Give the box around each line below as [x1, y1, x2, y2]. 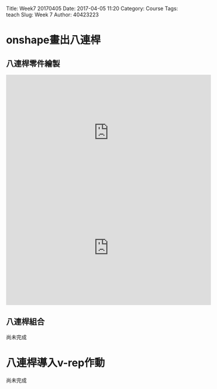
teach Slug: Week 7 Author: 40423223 [6, 11, 99, 18]
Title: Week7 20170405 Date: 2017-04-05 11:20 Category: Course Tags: [6, 5, 178, 12]
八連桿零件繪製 [6, 58, 60, 68]
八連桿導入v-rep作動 [6, 356, 105, 369]
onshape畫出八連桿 [6, 33, 101, 47]
